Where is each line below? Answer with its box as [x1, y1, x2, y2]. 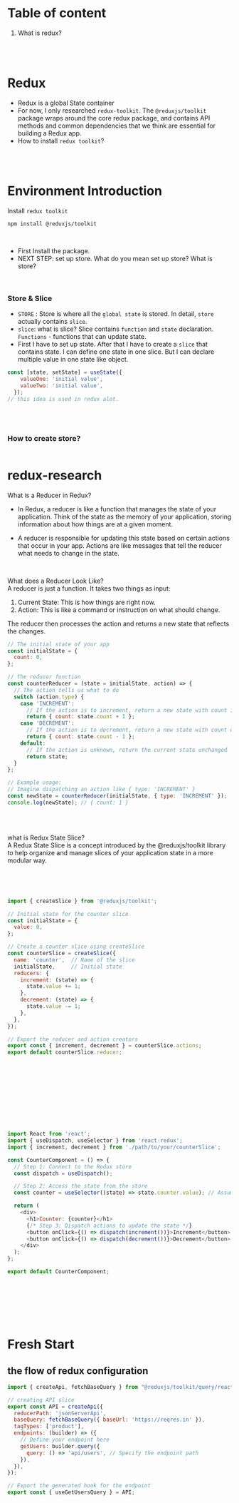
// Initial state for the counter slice [7, 910, 129, 917]
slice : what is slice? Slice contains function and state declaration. [17, 325, 214, 333]
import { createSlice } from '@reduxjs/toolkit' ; [7, 897, 158, 905]
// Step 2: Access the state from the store [14, 1183, 148, 1190]
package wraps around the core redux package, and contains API [17, 113, 211, 122]
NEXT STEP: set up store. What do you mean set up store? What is [17, 254, 213, 263]
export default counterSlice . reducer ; [7, 1049, 122, 1056]
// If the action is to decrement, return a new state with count [26, 726, 228, 734]
